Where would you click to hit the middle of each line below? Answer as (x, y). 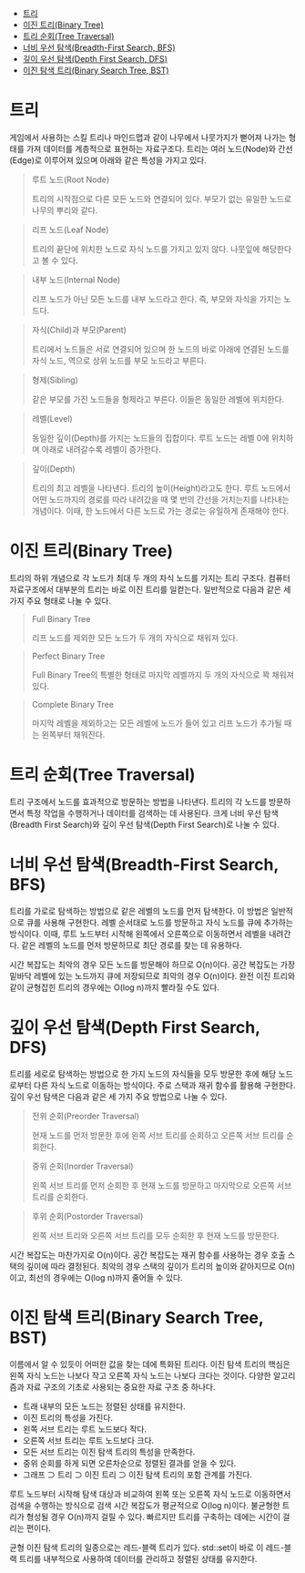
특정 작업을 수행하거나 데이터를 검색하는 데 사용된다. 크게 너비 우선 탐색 (152, 812)
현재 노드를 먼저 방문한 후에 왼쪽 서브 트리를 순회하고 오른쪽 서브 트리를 (158, 1135)
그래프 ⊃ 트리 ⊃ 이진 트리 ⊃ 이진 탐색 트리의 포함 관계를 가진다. (137, 1475)
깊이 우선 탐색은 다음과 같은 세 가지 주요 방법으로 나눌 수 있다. (118, 1097)
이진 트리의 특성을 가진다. (68, 1417)
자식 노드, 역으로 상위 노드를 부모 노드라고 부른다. (119, 360)
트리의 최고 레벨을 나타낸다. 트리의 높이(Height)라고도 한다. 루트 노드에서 (161, 488)
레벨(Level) (52, 418)
